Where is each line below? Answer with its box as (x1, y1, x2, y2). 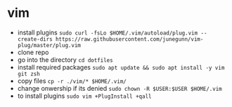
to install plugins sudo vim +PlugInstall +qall (17, 92, 152, 100)
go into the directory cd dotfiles (17, 55, 114, 64)
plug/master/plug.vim (17, 42, 81, 49)
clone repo (17, 48, 49, 56)
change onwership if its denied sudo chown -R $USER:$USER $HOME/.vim (17, 84, 223, 92)
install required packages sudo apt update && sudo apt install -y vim (17, 63, 225, 71)
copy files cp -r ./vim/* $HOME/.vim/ (17, 76, 127, 85)
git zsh (17, 70, 40, 77)
